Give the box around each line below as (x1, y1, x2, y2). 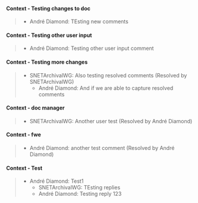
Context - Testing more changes (6, 58, 88, 65)
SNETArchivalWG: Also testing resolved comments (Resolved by (29, 71, 187, 79)
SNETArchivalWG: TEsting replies (38, 184, 121, 191)
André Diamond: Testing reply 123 (38, 190, 122, 198)
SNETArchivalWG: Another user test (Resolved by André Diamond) (29, 117, 193, 124)
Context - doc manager (6, 104, 65, 111)
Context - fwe (6, 131, 42, 138)
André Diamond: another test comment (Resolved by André (29, 145, 175, 152)
